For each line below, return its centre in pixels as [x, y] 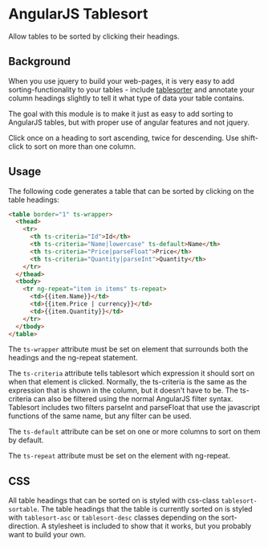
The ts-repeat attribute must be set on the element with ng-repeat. [120, 456]
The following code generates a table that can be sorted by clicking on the [131, 191]
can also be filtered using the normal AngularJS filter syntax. [133, 399]
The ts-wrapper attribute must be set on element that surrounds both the [128, 349]
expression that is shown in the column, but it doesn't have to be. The [123, 390]
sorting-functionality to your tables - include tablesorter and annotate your [132, 89]
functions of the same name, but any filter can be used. [100, 416]
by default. [26, 440]
